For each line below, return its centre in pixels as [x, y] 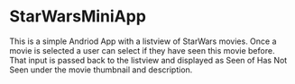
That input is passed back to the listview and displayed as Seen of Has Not [148, 60]
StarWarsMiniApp [78, 17]
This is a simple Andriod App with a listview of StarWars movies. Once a [143, 41]
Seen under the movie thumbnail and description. [101, 70]
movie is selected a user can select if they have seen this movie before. [142, 50]
